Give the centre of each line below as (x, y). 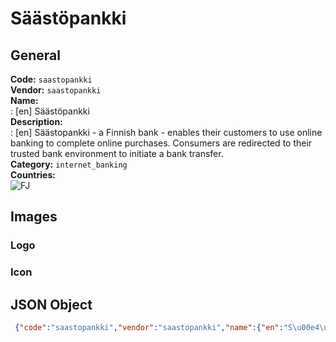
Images (34, 217)
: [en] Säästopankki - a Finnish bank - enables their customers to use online (166, 132)
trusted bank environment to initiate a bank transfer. (117, 153)
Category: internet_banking (69, 164)
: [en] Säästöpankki (50, 111)
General (36, 55)
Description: (36, 121)
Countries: (33, 175)
